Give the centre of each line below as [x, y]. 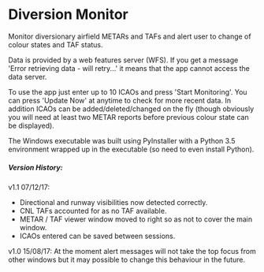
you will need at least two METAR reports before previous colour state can [129, 117]
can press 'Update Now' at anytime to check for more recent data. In [119, 100]
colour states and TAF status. [56, 44]
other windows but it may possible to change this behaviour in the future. [127, 259]
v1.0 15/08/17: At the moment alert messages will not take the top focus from [132, 251]
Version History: [35, 167]
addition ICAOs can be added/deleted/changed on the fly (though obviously [131, 109]
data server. [28, 76]
